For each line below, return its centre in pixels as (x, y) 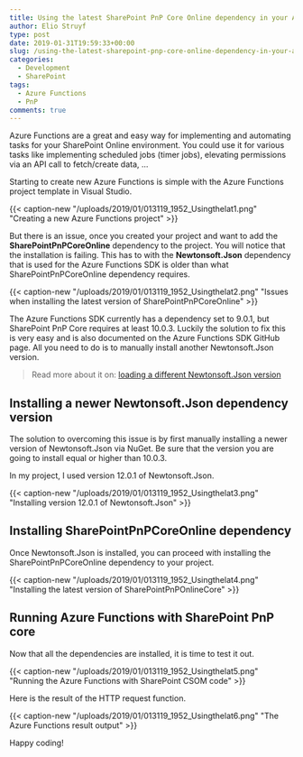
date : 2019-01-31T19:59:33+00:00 (72, 43)
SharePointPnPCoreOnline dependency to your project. (112, 562)
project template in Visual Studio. (71, 191)
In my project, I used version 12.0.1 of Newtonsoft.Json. (112, 475)
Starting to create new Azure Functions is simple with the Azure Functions (147, 182)
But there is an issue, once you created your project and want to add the (143, 236)
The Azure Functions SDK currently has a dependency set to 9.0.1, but (139, 319)
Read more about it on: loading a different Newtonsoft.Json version (156, 374)
